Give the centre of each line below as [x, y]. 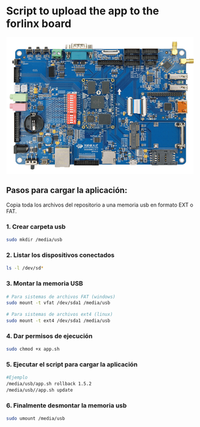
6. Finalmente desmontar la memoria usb [66, 406]
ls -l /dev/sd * [25, 268]
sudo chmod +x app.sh [33, 349]
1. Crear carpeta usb [36, 226]
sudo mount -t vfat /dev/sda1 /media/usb [58, 303]
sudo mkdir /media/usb [34, 240]
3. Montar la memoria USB [45, 284]
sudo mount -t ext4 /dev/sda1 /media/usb [58, 321]
